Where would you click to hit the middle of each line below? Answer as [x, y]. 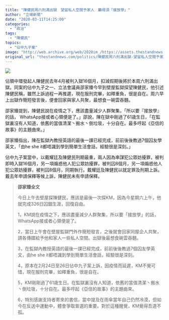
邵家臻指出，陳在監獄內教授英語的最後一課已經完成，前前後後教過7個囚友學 [83, 140]
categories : [18, 24]
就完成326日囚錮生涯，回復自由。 [53, 204]
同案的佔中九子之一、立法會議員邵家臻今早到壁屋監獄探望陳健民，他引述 [89, 87]
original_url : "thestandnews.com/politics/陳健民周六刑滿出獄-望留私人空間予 [82, 57]
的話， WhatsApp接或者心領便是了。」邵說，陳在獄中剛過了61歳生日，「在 [80, 117]
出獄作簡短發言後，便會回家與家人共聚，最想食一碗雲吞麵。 [71, 100]
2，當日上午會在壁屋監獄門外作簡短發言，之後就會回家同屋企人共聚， [90, 232]
